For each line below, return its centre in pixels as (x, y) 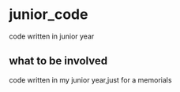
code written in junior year (52, 36)
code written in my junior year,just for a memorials (90, 79)
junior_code (49, 15)
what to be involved (58, 61)
